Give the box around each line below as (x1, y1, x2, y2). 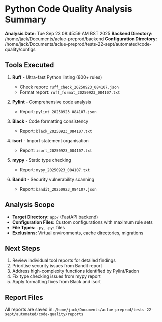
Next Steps (5, 244, 40, 253)
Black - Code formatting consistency (12, 118, 89, 124)
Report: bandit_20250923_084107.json (19, 186, 97, 192)
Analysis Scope (5, 201, 55, 209)
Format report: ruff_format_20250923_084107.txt (19, 89, 120, 95)
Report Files (5, 293, 43, 302)
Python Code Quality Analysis (5, 3, 132, 15)
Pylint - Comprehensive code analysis (12, 99, 91, 105)
